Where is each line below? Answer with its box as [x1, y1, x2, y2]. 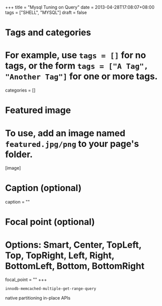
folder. [5, 149, 33, 160]
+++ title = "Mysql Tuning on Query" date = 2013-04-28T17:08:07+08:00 [5, 4, 155, 10]
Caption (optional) [5, 183, 82, 194]
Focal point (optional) [5, 216, 95, 228]
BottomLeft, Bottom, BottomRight [5, 260, 145, 272]
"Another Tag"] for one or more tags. [5, 71, 158, 82]
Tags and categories [5, 27, 91, 38]
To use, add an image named [5, 127, 125, 139]
